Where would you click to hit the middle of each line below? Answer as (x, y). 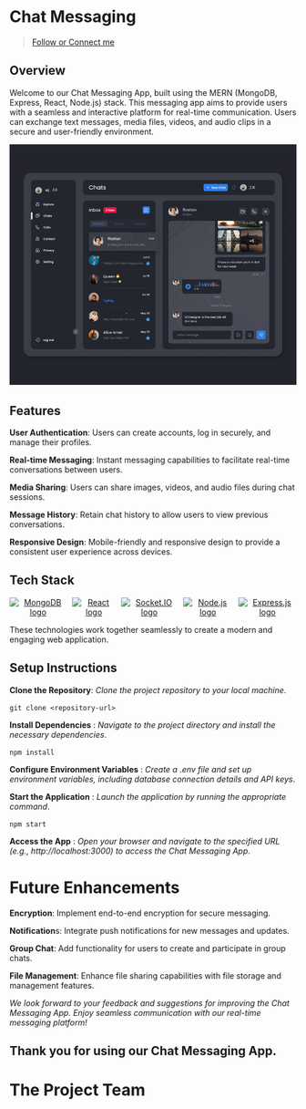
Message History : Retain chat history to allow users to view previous (139, 515)
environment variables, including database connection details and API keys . (153, 779)
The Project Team (77, 1090)
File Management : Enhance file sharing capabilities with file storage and (146, 975)
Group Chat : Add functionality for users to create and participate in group (148, 948)
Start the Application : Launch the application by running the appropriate (148, 796)
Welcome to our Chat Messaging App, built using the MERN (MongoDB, (143, 92)
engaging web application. (59, 639)
